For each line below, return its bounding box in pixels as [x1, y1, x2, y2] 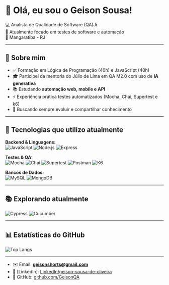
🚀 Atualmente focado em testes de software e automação [5, 29, 125, 35]
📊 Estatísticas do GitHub [5, 230, 85, 239]
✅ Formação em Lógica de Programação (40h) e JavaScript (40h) [12, 67, 150, 73]
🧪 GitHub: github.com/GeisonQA [12, 274, 79, 280]
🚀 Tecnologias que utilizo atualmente [5, 126, 124, 134]
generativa [12, 80, 36, 86]
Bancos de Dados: [5, 169, 44, 175]
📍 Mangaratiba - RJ [5, 34, 46, 40]
